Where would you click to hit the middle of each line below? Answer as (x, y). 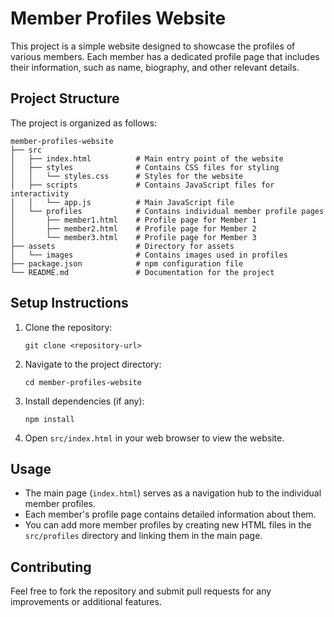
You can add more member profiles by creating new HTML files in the (168, 525)
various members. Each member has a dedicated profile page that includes (165, 56)
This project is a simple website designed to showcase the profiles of (153, 46)
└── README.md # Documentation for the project (142, 272)
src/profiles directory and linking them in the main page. (143, 536)
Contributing (51, 567)
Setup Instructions (69, 303)
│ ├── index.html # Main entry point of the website (147, 158)
